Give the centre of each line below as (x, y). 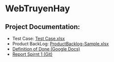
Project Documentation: (43, 27)
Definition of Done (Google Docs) (46, 49)
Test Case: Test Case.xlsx (38, 38)
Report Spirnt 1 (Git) (32, 54)
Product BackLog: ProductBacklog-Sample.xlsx (60, 44)
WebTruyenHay (38, 9)
